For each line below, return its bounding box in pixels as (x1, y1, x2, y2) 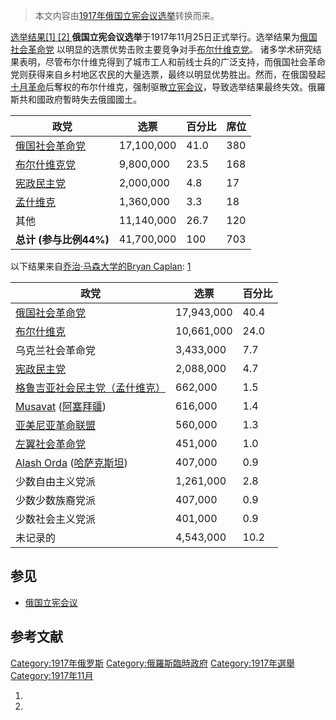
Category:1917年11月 (10, 669, 94, 681)
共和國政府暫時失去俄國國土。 (18, 94, 142, 105)
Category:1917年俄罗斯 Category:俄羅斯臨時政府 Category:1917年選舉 (10, 657, 296, 669)
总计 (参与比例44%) (15, 233, 110, 246)
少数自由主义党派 (15, 475, 97, 488)
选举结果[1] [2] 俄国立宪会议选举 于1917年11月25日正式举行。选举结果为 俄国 (10, 31, 318, 43)
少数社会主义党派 (15, 512, 97, 526)
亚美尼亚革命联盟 (15, 419, 97, 432)
